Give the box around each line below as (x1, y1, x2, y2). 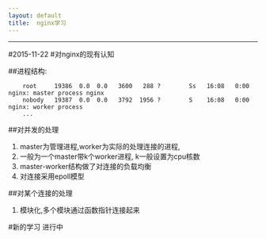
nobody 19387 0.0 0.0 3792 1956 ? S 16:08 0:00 (22, 96, 249, 104)
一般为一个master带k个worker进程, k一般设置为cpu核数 (19, 152, 200, 161)
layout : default (8, 11, 62, 20)
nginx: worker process (8, 102, 83, 111)
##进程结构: (8, 66, 47, 75)
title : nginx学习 (8, 19, 66, 27)
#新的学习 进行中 (8, 222, 63, 231)
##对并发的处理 (8, 125, 59, 134)
